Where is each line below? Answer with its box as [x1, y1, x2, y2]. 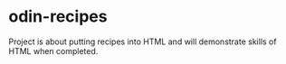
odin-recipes [8, 6, 108, 27]
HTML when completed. [8, 45, 99, 56]
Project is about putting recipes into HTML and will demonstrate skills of [8, 36, 277, 47]
